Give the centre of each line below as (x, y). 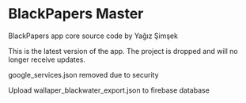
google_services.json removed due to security (84, 74)
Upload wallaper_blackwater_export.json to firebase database (109, 90)
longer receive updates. (47, 59)
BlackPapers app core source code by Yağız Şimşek (93, 36)
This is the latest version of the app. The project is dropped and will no (123, 51)
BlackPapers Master (76, 14)
